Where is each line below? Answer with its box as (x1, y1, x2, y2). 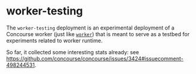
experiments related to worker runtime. (6, 37, 103, 44)
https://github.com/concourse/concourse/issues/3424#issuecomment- (6, 55, 184, 62)
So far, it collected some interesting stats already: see (6, 48, 139, 55)
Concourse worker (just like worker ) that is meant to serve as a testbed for (6, 30, 190, 37)
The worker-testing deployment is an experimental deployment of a (6, 24, 175, 31)
